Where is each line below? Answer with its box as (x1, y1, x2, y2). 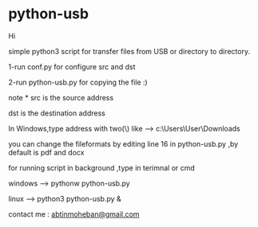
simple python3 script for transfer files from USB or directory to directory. (8, 46, 250, 56)
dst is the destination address (8, 108, 105, 118)
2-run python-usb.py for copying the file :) (8, 77, 148, 87)
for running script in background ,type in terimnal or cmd (8, 162, 196, 172)
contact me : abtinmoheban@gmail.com (8, 209, 140, 219)
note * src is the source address (8, 92, 114, 102)
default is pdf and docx (8, 147, 85, 157)
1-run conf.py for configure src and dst (8, 61, 136, 72)
